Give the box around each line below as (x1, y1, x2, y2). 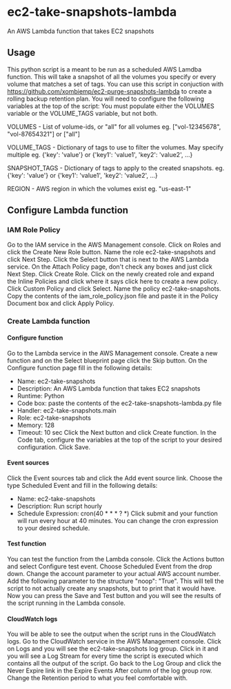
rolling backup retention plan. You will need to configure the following (7, 94, 205, 103)
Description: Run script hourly (17, 502, 102, 510)
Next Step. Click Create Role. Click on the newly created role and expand (7, 270, 215, 278)
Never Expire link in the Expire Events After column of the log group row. (7, 666, 212, 675)
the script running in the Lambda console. (7, 599, 126, 607)
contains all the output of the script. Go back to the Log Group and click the (7, 659, 222, 668)
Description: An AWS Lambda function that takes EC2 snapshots (17, 384, 201, 393)
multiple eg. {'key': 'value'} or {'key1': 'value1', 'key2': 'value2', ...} (7, 150, 193, 158)
